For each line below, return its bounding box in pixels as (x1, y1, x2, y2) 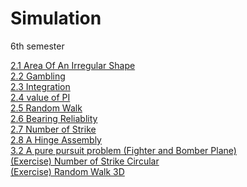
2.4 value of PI (10, 91, 71, 103)
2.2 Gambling (10, 70, 66, 82)
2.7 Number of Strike (10, 123, 97, 135)
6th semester (10, 40, 65, 52)
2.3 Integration (10, 80, 71, 92)
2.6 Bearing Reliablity (10, 112, 98, 124)
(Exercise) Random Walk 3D (10, 165, 125, 177)
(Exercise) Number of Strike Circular (10, 155, 160, 167)
